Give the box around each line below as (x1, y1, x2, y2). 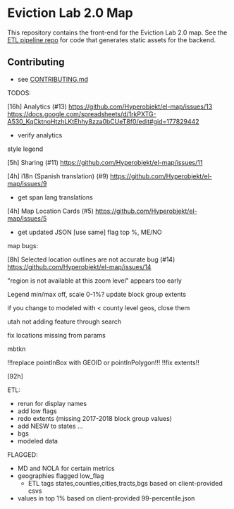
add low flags (17, 407, 58, 415)
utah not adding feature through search (7, 317, 122, 326)
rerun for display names (17, 399, 87, 407)
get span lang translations (17, 192, 93, 202)
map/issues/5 (7, 214, 47, 223)
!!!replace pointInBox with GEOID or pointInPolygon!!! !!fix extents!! (7, 358, 199, 367)
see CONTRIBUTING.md (17, 75, 88, 83)
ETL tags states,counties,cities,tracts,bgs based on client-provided (27, 479, 223, 487)
